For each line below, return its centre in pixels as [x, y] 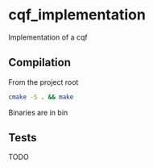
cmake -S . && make [41, 97]
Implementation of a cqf [48, 37]
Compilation [39, 63]
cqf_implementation [77, 15]
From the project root [43, 82]
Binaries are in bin [38, 112]
